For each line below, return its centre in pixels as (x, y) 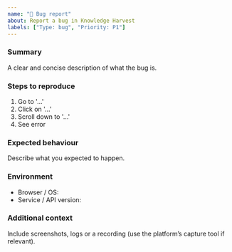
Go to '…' (31, 101)
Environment (30, 177)
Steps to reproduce (41, 86)
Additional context (40, 218)
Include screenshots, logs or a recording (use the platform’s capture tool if (116, 233)
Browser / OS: (38, 192)
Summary (25, 52)
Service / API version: (49, 199)
